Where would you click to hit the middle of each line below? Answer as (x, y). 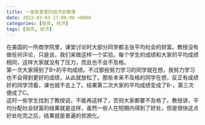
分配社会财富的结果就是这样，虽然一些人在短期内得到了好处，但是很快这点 (105, 108)
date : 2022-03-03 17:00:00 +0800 (49, 18)
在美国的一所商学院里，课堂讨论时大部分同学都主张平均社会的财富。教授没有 (103, 47)
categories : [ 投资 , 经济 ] (38, 23)
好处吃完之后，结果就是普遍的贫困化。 (54, 116)
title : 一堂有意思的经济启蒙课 (41, 12)
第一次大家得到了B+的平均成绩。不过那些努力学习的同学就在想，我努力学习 (101, 70)
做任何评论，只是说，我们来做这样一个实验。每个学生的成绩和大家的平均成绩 (103, 55)
